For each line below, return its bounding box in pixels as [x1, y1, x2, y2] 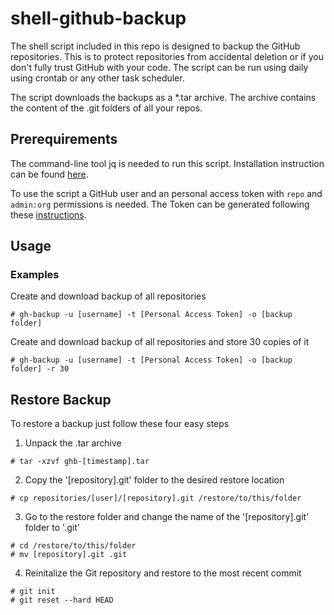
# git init [10, 587, 56, 597]
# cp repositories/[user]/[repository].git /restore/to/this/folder [10, 493, 302, 504]
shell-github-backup [10, 7, 187, 30]
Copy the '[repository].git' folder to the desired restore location [24, 474, 285, 486]
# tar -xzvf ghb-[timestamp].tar [10, 457, 150, 467]
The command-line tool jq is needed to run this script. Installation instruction [10, 157, 325, 169]
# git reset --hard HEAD [10, 595, 114, 606]
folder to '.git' [24, 522, 80, 534]
